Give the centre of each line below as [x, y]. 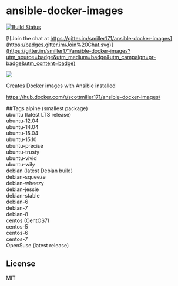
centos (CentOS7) [28, 220]
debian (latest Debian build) [40, 171]
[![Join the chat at [28, 38]
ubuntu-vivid [21, 158]
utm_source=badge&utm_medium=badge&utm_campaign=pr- [81, 57]
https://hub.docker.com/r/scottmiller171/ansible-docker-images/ [83, 97]
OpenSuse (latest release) [38, 245]
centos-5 [17, 226]
